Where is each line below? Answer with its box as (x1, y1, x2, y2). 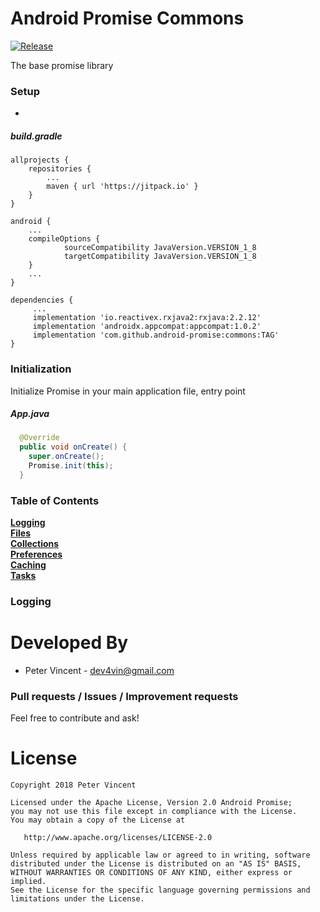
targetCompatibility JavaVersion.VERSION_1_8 (63, 252, 257, 262)
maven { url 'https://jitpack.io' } (46, 182, 199, 192)
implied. (10, 877, 47, 887)
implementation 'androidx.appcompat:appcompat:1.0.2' (32, 322, 262, 332)
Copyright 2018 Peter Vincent (10, 780, 137, 791)
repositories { (28, 164, 92, 174)
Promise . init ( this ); (28, 461, 114, 471)
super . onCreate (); (28, 452, 105, 462)
